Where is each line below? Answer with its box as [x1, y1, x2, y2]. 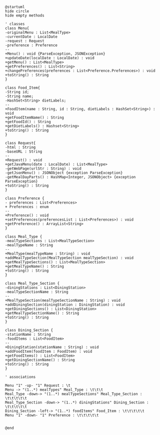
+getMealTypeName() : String [5, 264, 64, 269]
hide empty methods [5, 13, 45, 18]
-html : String [5, 145, 36, 150]
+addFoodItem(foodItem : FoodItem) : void [5, 349, 92, 354]
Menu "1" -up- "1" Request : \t [5, 383, 71, 388]
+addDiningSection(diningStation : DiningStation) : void [5, 302, 125, 307]
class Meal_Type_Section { [5, 281, 60, 286]
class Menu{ [5, 26, 29, 31]
